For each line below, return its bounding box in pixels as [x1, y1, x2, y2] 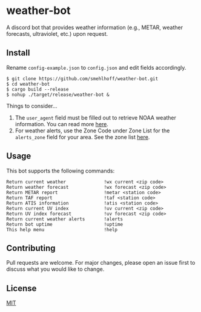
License [6, 283, 37, 293]
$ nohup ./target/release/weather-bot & [6, 92, 110, 98]
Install [6, 48, 30, 58]
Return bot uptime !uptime [6, 221, 123, 228]
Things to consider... [6, 102, 58, 109]
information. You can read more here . [15, 120, 109, 127]
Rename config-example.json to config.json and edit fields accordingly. [6, 64, 186, 71]
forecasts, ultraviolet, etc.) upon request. [6, 30, 108, 37]
